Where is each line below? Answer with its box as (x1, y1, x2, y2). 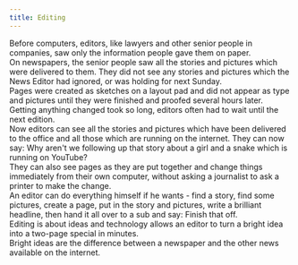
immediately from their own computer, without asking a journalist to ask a (9, 171, 280, 182)
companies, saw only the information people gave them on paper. (9, 47, 251, 58)
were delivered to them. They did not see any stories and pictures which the (9, 66, 290, 77)
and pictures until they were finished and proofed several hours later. (9, 95, 264, 106)
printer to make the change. (9, 180, 112, 191)
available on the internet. (9, 247, 101, 258)
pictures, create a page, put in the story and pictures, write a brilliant (9, 199, 262, 210)
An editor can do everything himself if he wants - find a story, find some (9, 190, 275, 201)
